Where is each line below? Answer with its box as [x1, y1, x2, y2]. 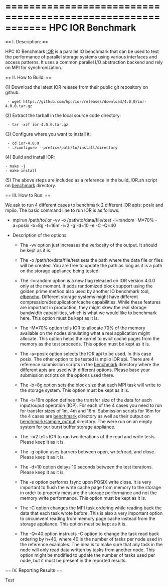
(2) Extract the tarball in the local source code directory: [5, 112, 121, 119]
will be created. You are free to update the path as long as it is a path [20, 262, 162, 268]
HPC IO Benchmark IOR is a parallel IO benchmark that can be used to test [5, 48, 159, 54]
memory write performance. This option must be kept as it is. [20, 495, 146, 501]
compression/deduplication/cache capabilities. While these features [20, 299, 161, 305]
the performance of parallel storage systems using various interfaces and [5, 53, 157, 60]
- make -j [5, 163, 26, 169]
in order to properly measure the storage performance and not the [20, 490, 157, 496]
